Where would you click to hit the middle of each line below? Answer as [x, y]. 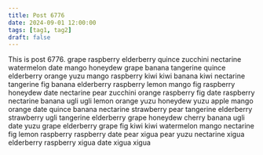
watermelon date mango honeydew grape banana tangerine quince [117, 68]
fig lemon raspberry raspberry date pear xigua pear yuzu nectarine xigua [126, 135]
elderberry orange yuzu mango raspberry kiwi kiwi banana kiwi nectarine [127, 76]
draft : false [29, 37]
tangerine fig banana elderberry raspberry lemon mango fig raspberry [122, 85]
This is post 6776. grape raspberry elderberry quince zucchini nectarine [125, 59]
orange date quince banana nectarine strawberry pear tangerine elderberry [130, 110]
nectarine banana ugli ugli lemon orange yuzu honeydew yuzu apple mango [131, 101]
